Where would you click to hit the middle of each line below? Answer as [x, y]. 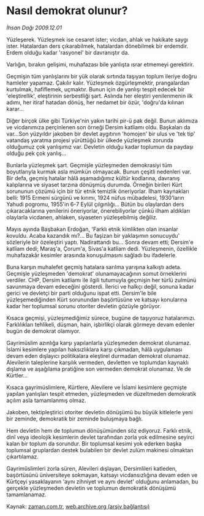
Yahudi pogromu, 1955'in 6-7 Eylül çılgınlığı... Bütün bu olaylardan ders [95, 204]
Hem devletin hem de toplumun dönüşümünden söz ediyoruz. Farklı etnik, [100, 430]
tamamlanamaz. [27, 495]
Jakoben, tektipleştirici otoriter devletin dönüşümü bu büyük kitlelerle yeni [100, 412]
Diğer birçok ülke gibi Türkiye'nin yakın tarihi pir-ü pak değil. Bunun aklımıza [102, 121]
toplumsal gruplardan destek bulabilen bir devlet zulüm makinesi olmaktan [100, 450]
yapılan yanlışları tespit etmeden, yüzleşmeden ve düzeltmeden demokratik [101, 393]
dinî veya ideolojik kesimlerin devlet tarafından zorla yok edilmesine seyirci [100, 437]
